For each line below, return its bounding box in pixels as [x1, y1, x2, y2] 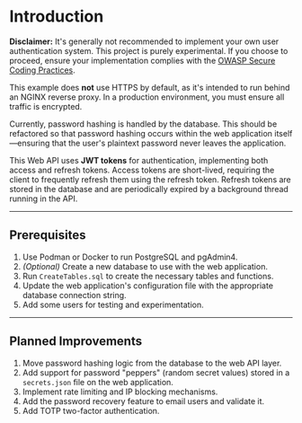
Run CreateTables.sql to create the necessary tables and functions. [22, 270, 274, 281]
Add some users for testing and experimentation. [22, 299, 204, 310]
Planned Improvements [9, 334, 142, 349]
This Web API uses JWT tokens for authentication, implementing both [9, 154, 269, 165]
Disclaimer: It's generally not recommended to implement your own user [9, 36, 280, 47]
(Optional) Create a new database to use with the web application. [22, 260, 268, 271]
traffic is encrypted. [9, 101, 83, 111]
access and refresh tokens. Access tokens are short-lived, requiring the [9, 164, 275, 175]
